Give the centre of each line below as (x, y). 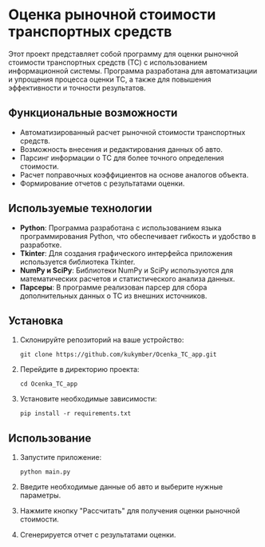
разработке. (41, 245)
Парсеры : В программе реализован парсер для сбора (113, 287)
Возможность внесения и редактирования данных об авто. (121, 149)
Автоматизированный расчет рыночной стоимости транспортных (132, 132)
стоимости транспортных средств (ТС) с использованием (108, 62)
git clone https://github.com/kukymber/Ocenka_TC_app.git (118, 355)
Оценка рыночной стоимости (112, 15)
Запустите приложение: (61, 457)
